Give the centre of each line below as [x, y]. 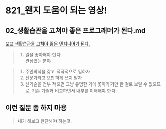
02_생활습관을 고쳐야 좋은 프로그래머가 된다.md [75, 31]
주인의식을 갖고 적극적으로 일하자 [58, 72]
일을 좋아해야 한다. [43, 54]
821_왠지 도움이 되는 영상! [56, 10]
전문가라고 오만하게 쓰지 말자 [53, 78]
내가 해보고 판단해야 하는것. [45, 121]
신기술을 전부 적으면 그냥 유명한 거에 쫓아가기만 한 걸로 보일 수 [86, 84]
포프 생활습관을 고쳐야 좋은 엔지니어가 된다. [48, 44]
